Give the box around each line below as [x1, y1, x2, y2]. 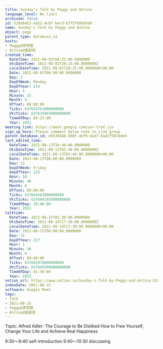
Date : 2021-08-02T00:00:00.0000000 [9, 70, 81, 75]
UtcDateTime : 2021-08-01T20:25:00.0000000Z [9, 61, 98, 66]
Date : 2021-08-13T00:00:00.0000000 [9, 156, 81, 161]
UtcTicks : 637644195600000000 [9, 197, 70, 202]
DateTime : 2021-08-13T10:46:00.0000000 [9, 143, 90, 148]
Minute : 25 [9, 93, 32, 98]
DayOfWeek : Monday [9, 79, 47, 84]
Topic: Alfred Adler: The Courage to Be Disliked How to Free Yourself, [5, 323, 144, 329]
